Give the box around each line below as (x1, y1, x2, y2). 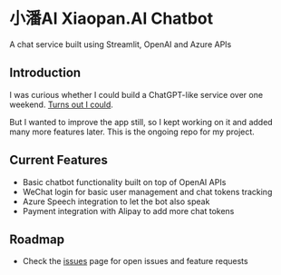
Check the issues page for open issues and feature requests (22, 256, 248, 267)
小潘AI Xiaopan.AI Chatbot (9, 8, 214, 29)
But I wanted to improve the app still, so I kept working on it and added (9, 116, 274, 127)
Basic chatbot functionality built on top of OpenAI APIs (22, 176, 227, 187)
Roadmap (9, 231, 65, 247)
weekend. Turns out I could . (9, 99, 113, 110)
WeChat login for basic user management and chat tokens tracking (22, 186, 273, 197)
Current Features (9, 152, 109, 168)
